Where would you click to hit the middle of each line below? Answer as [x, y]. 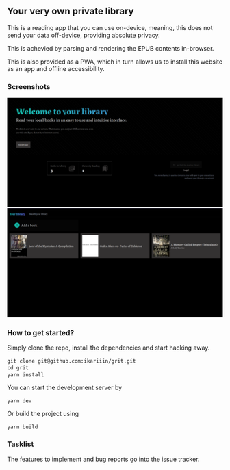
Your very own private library [71, 11]
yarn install [26, 375]
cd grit [18, 368]
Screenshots [29, 86]
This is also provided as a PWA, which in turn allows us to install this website [115, 62]
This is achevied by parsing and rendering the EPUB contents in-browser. [111, 48]
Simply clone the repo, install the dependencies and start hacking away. [108, 348]
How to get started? [41, 332]
